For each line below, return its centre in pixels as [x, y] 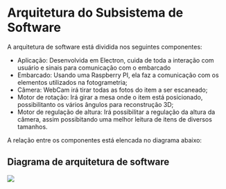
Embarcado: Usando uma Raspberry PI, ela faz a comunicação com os [118, 75]
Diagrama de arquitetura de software [88, 162]
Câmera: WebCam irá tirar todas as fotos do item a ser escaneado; [112, 90]
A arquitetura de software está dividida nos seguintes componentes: [105, 47]
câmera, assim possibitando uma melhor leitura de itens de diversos [115, 119]
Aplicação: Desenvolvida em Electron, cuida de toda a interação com [115, 60]
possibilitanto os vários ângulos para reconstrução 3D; [95, 104]
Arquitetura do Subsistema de [95, 13]
